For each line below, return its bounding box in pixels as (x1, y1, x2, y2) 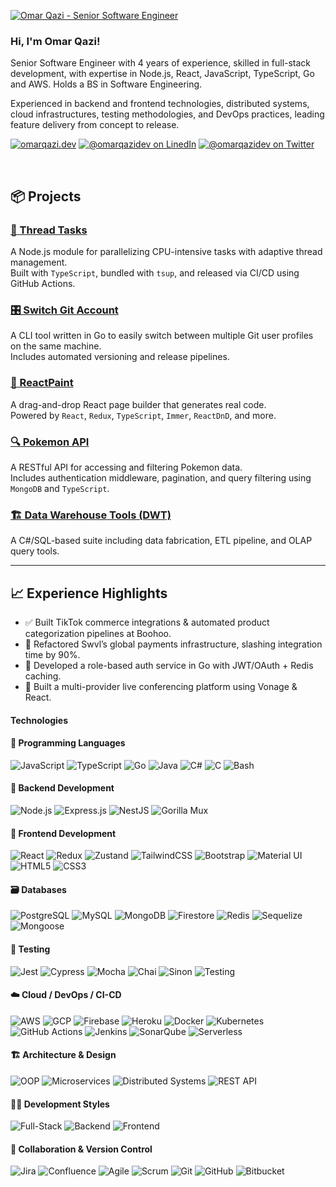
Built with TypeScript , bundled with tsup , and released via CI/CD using (10, 266, 300, 279)
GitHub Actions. (10, 277, 76, 289)
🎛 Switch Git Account (10, 303, 119, 317)
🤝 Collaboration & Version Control (10, 1143, 153, 1155)
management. (10, 256, 68, 268)
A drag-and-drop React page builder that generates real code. (10, 398, 267, 410)
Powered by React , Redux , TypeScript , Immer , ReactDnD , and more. (10, 409, 277, 421)
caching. (24, 670, 62, 682)
